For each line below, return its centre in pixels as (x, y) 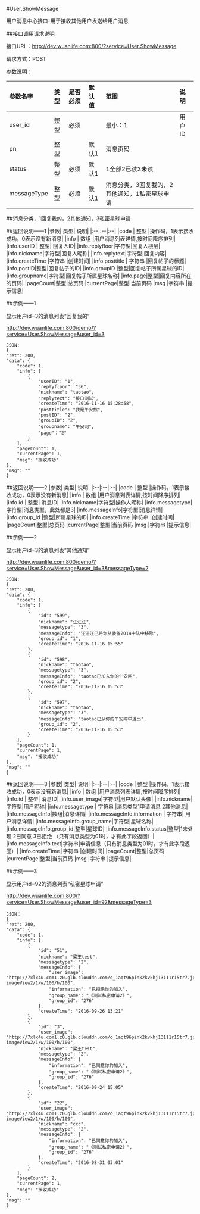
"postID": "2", (57, 415)
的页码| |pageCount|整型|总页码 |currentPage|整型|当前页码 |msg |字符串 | (97, 283)
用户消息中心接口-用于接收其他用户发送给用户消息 (68, 21)
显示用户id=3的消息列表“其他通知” (48, 550)
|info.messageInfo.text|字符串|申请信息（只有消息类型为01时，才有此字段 (96, 844)
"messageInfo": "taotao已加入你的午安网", (88, 676)
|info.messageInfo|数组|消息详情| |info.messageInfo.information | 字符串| (95, 814)
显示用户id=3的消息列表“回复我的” (48, 316)
